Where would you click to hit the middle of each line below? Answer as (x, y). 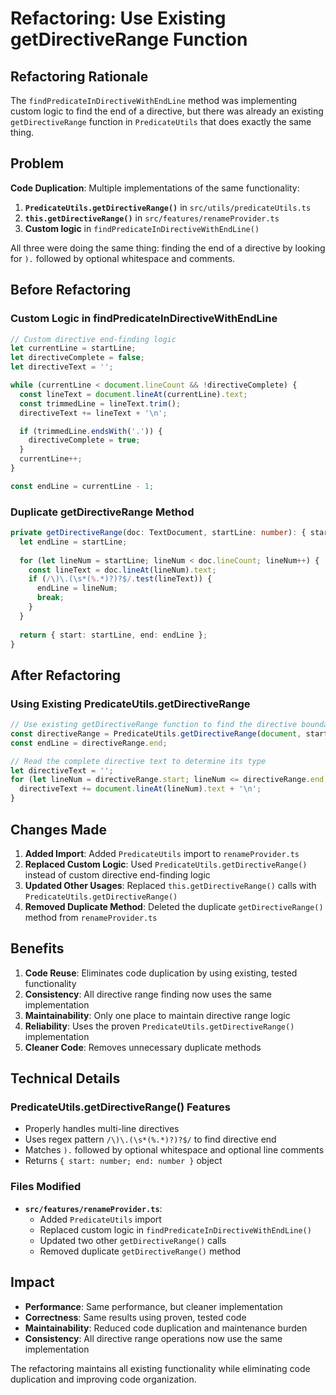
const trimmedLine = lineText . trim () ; (100, 403)
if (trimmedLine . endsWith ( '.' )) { (91, 431)
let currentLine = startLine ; (73, 348)
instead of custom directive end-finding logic (117, 874)
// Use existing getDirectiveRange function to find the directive (154, 725)
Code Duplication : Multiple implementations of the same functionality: (155, 188)
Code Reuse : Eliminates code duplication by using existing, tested (161, 973)
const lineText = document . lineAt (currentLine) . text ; (133, 394)
